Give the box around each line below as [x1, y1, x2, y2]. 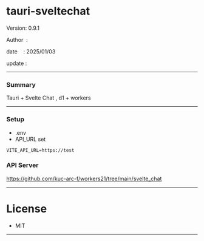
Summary [6, 80, 36, 89]
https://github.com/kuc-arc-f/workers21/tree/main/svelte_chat [6, 175, 162, 182]
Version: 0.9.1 [6, 24, 40, 32]
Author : [6, 36, 29, 43]
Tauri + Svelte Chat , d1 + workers [6, 94, 91, 101]
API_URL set [15, 135, 46, 143]
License [6, 202, 47, 216]
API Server [6, 161, 39, 169]
